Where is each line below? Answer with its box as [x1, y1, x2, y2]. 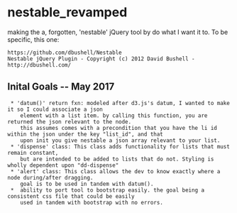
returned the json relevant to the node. [7, 118, 132, 125]
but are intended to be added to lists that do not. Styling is [20, 155, 214, 163]
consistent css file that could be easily [7, 192, 135, 200]
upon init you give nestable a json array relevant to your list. [20, 136, 221, 144]
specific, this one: [7, 35, 60, 43]
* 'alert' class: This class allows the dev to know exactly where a [10, 168, 221, 175]
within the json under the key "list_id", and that [7, 131, 163, 138]
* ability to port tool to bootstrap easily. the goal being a [10, 186, 204, 194]
